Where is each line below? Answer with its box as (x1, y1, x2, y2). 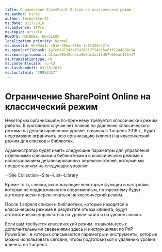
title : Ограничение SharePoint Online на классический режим (5, 7, 131, 12)
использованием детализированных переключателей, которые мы (5, 157, 145, 163)
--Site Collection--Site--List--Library (5, 172, 79, 178)
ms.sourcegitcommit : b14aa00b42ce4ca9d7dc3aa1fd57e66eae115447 (5, 52, 136, 57)
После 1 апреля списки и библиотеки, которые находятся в (5, 201, 128, 207)
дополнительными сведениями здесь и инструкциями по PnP (5, 226, 133, 232)
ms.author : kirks (5, 12, 40, 16)
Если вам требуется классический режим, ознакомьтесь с (5, 221, 128, 227)
